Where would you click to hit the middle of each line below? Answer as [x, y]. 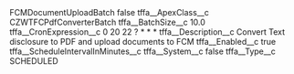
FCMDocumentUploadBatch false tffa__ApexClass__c [110, 12]
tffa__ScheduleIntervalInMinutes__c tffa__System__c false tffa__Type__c [143, 51]
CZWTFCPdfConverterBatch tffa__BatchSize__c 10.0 [107, 22]
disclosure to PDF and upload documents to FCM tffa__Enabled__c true [143, 42]
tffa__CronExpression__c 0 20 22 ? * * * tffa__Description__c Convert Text [147, 32]
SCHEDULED [34, 61]
